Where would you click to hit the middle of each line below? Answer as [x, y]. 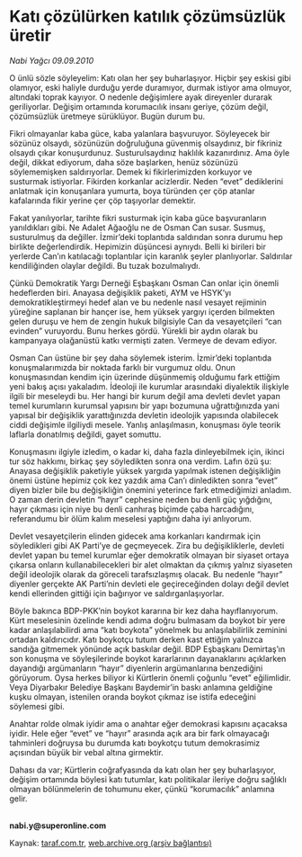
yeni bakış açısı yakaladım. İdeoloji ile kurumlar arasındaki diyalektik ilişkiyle [149, 386]
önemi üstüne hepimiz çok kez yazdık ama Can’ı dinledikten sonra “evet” [144, 480]
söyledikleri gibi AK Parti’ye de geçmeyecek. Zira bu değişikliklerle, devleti [147, 545]
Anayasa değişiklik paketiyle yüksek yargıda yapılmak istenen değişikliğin [145, 470]
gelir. [18, 799]
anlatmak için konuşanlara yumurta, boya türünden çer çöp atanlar [132, 191]
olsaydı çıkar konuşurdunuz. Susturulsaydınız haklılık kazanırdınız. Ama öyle [150, 152]
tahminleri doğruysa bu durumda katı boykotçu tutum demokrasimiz [135, 743]
